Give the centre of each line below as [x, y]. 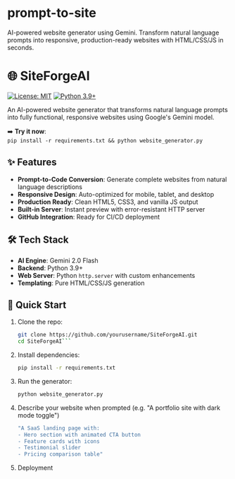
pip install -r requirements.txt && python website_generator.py [105, 140]
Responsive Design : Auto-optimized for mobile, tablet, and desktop [116, 194]
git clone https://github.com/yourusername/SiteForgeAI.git [107, 335]
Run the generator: [45, 381]
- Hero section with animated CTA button [79, 435]
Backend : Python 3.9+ [50, 268]
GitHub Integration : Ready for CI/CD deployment [89, 217]
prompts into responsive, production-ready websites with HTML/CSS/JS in [115, 40]
